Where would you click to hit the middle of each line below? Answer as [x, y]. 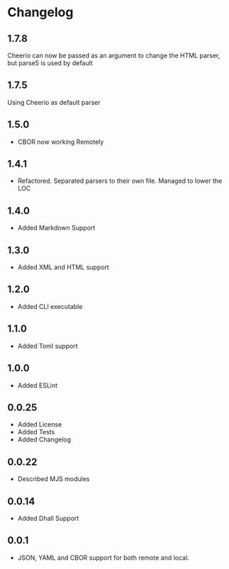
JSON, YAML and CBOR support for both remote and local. [103, 558]
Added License [40, 424]
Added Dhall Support [48, 518]
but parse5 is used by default [50, 63]
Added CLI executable [50, 306]
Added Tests [36, 432]
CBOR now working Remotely [61, 142]
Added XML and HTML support [63, 267]
